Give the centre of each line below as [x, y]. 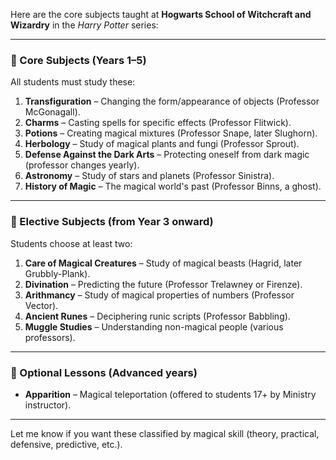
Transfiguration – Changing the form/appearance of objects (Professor [172, 101]
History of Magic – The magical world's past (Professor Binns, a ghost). [173, 186]
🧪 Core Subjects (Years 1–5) [78, 60]
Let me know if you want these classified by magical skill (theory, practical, [165, 433]
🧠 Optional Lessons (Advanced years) [104, 372]
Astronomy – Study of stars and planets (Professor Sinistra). [149, 176]
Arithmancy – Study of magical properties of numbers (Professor [159, 295]
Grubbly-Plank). [57, 273]
